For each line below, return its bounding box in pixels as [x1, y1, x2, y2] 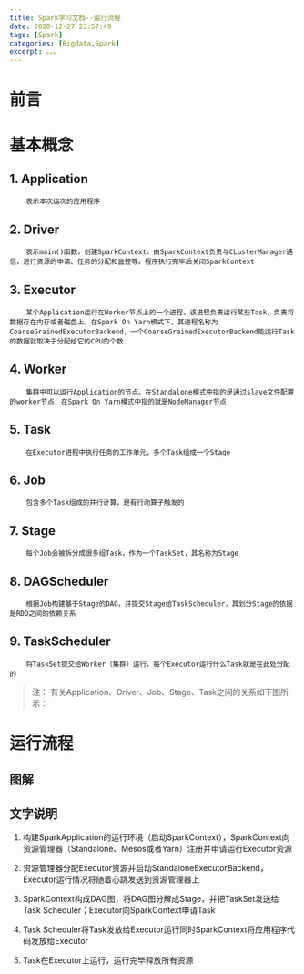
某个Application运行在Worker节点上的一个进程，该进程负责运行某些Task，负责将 [25, 307, 295, 317]
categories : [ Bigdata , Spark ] [9, 38, 120, 48]
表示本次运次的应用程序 [25, 197, 101, 206]
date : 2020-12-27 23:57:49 [9, 22, 112, 31]
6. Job [9, 472, 46, 487]
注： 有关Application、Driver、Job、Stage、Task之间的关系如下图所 [31, 686, 289, 697]
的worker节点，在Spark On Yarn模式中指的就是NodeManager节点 [9, 397, 228, 406]
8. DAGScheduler [9, 573, 109, 589]
